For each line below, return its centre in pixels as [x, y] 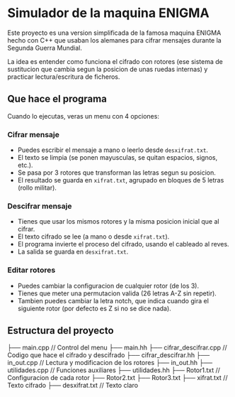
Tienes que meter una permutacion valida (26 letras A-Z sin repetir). [117, 293]
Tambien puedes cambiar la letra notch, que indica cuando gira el [113, 300]
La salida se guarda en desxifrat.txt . [73, 252]
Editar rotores [31, 270]
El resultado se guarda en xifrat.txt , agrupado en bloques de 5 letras [121, 180]
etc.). [25, 165]
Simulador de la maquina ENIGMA [109, 13]
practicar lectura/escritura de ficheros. [64, 77]
